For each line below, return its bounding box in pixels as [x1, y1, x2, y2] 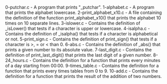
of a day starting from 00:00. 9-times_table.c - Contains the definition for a [5, 62, 159, 68]
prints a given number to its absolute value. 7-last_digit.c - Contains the [5, 47, 152, 52]
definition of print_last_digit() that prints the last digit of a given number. [5, 52, 152, 58]
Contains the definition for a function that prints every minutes [32, 57, 161, 63]
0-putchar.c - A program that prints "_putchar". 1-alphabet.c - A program [5, 4, 155, 10]
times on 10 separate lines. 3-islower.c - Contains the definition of [5, 20, 141, 26]
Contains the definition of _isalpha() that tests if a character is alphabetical [5, 31, 158, 36]
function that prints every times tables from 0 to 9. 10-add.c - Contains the [5, 68, 158, 74]
